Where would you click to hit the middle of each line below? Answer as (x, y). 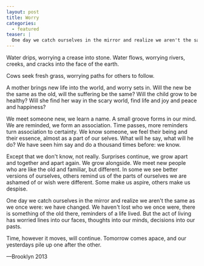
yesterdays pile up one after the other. (54, 245)
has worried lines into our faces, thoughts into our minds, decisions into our (101, 220)
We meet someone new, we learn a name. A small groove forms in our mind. (101, 119)
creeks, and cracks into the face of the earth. (63, 64)
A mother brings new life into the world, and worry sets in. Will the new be (99, 88)
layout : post (23, 12)
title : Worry (23, 18)
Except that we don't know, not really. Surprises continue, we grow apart (97, 156)
